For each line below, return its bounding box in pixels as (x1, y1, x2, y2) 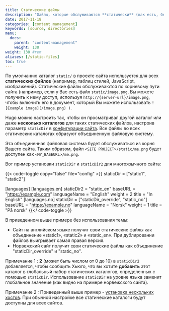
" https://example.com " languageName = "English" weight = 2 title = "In (5, 191, 153, 197)
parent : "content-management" (14, 40, 78, 45)
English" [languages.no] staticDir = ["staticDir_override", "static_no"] (5, 197, 147, 203)
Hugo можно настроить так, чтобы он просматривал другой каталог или (5, 114, 162, 121)
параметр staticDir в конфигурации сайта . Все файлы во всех (5, 126, 140, 132)
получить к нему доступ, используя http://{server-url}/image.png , (5, 94, 150, 100)
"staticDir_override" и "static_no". (12, 248, 82, 255)
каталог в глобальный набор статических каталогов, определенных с (5, 269, 155, 275)
